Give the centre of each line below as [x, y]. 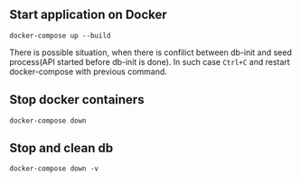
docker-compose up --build [60, 35]
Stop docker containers [77, 100]
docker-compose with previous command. [88, 71]
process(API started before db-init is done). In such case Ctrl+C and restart [150, 61]
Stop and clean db [61, 148]
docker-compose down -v [54, 169]
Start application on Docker [88, 15]
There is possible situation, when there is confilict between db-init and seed [150, 52]
